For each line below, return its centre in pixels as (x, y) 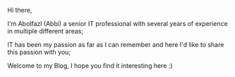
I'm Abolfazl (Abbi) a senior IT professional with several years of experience (117, 23)
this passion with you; (39, 52)
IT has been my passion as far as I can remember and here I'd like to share (116, 44)
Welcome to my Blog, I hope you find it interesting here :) (90, 65)
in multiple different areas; (45, 31)
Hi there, (20, 10)
